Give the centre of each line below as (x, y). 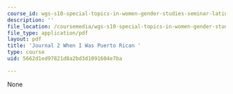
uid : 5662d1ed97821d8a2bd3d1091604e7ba (65, 59)
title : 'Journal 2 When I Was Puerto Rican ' (74, 46)
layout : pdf (24, 39)
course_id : (23, 13)
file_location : (29, 26)
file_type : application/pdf (48, 33)
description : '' (31, 20)
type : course (26, 53)
